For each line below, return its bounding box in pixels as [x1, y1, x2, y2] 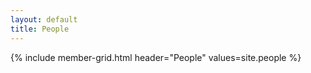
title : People [10, 24, 70, 34]
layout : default [10, 14, 78, 25]
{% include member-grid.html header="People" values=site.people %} [10, 51, 302, 63]
